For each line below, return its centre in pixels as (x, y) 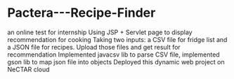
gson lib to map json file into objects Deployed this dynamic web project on (116, 62)
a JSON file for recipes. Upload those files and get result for (94, 47)
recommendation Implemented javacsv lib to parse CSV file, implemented (113, 55)
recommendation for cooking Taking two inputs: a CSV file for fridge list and (117, 39)
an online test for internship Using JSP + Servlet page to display (100, 32)
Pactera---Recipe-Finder (82, 13)
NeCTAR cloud (29, 69)
